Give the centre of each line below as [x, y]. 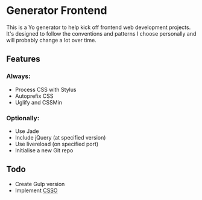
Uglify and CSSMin [38, 102]
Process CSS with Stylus [46, 89]
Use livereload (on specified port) [57, 144]
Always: [19, 76]
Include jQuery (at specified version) [60, 137]
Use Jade [27, 131]
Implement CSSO [36, 190]
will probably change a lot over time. [51, 40]
